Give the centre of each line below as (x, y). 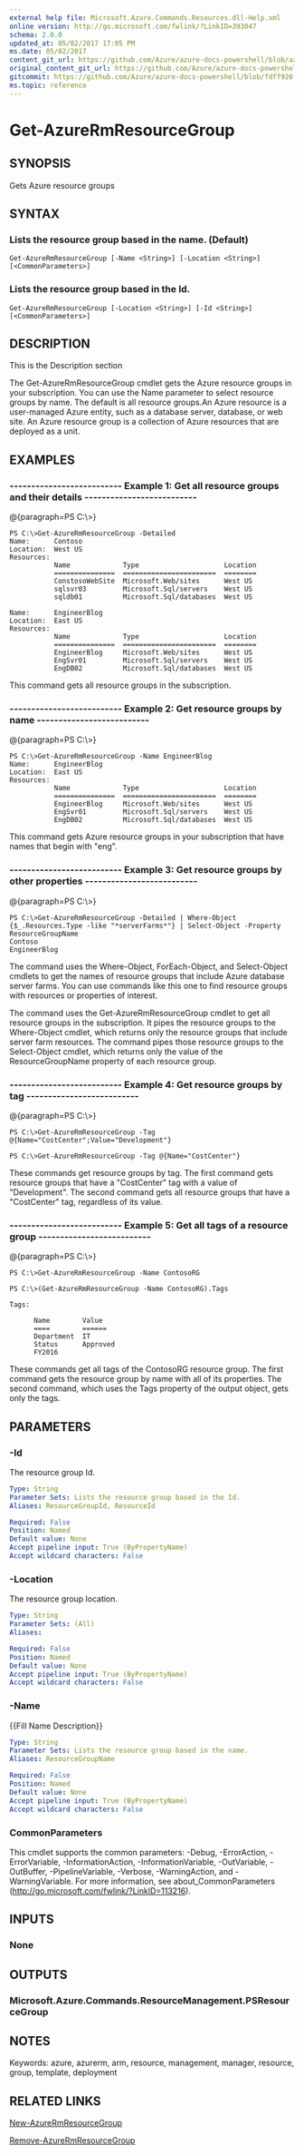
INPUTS (32, 1920)
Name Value (68, 1321)
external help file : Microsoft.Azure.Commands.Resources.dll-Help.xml (145, 18)
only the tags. (35, 1398)
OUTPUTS (38, 1974)
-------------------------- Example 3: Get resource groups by (146, 870)
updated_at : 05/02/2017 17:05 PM (72, 43)
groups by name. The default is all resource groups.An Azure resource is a (148, 402)
